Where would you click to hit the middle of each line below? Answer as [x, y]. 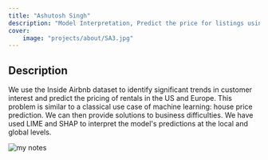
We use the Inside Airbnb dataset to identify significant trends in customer [130, 90]
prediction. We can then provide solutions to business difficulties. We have [131, 115]
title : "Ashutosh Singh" [49, 16]
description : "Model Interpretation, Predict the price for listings [126, 23]
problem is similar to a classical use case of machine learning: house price [130, 107]
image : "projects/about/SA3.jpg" [78, 38]
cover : [19, 30]
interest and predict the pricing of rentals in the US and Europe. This [120, 98]
